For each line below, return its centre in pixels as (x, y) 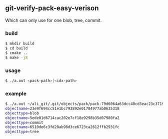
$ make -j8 (16, 57)
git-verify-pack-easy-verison (52, 8)
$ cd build (16, 48)
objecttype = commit (24, 122)
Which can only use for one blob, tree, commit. (53, 20)
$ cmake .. (16, 53)
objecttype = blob (22, 113)
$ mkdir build (20, 44)
